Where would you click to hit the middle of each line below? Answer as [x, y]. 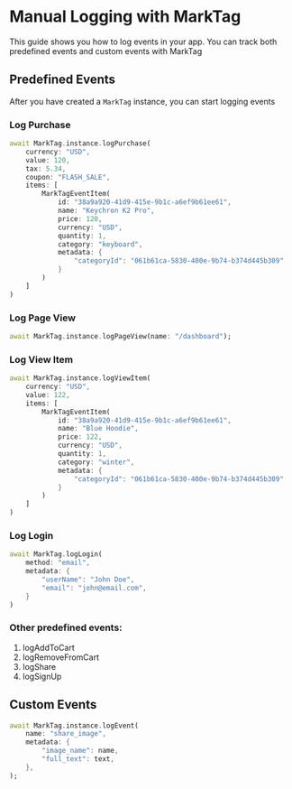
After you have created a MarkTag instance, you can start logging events [142, 101]
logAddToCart [48, 647]
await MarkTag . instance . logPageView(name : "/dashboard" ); [120, 336]
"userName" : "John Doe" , [88, 580]
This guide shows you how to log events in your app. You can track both [143, 42]
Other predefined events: [66, 627]
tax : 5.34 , [46, 169]
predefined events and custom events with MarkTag [106, 51]
